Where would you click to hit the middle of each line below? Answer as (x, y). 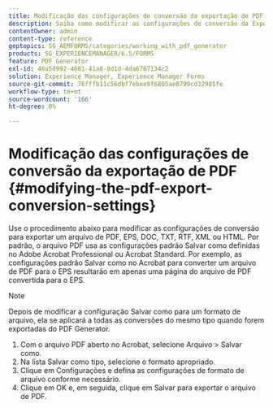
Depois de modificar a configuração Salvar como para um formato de (125, 312)
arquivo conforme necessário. (71, 380)
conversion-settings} (82, 206)
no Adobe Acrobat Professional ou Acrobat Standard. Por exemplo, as (125, 254)
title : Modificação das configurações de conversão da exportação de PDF (136, 16)
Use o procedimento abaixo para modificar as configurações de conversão (134, 228)
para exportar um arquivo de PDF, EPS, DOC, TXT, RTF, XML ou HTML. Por (134, 237)
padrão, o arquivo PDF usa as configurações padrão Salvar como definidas (134, 245)
